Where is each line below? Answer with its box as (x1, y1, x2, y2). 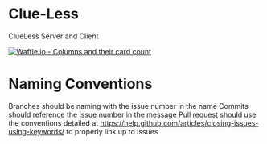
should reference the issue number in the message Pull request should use (8, 110, 257, 119)
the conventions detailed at (8, 118, 99, 128)
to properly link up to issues (66, 126, 158, 136)
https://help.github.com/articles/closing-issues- (100, 118, 259, 128)
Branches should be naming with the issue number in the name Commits (8, 101, 249, 110)
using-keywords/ (8, 126, 65, 136)
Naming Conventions (8, 75, 153, 93)
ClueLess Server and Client (8, 31, 99, 41)
